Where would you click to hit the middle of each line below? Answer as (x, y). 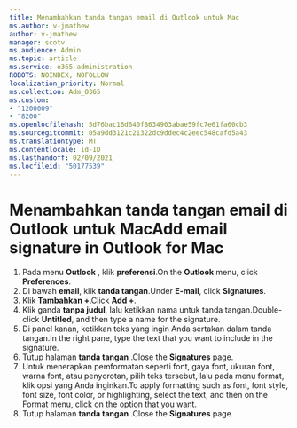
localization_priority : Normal (67, 83)
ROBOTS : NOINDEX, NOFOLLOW (59, 75)
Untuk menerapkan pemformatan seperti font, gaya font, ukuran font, (148, 367)
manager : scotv (37, 42)
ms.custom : (29, 100)
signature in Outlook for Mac (117, 247)
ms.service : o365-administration (71, 67)
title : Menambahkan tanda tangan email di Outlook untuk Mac (125, 17)
